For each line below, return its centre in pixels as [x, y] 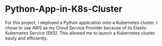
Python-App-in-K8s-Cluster [64, 9]
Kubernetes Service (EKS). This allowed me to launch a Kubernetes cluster [80, 33]
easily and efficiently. [26, 38]
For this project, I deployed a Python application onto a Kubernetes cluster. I [81, 23]
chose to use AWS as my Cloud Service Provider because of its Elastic [76, 27]
